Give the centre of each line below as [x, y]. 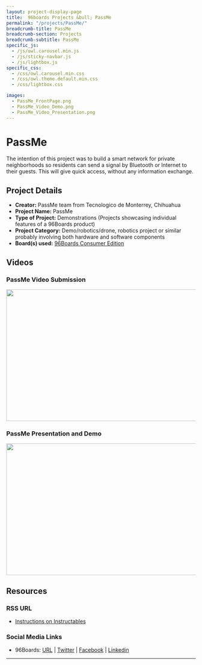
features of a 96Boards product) [55, 224]
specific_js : [23, 46]
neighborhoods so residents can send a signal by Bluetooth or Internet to [97, 165]
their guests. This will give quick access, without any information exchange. [100, 172]
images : [16, 96]
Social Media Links [34, 637]
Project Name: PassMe [44, 211]
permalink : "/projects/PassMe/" [47, 23]
